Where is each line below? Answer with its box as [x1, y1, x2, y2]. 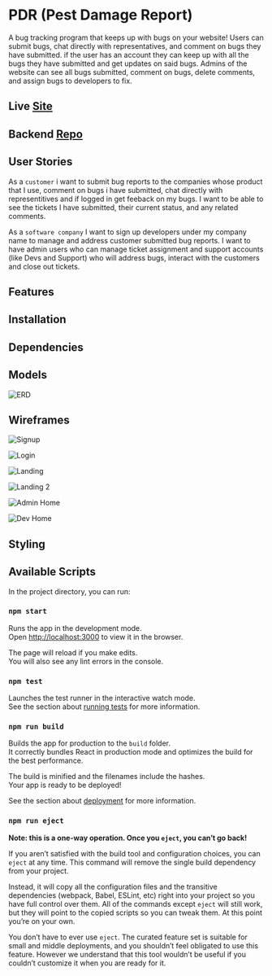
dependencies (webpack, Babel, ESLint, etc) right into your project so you [8, 890, 256, 900]
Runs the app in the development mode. [8, 623, 142, 632]
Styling [8, 537, 46, 551]
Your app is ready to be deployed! [8, 780, 122, 790]
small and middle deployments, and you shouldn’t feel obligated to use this [8, 940, 258, 950]
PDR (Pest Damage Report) [8, 6, 193, 24]
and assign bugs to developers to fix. [8, 76, 132, 85]
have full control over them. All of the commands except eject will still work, [8, 899, 263, 908]
